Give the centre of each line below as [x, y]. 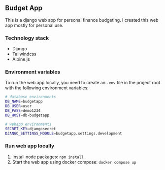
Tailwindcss [24, 54]
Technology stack [27, 38]
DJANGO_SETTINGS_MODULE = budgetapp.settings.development [64, 133]
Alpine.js [21, 59]
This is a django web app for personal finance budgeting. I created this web [82, 20]
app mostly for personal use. [34, 25]
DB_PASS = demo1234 [23, 111]
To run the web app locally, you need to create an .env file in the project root [83, 83]
